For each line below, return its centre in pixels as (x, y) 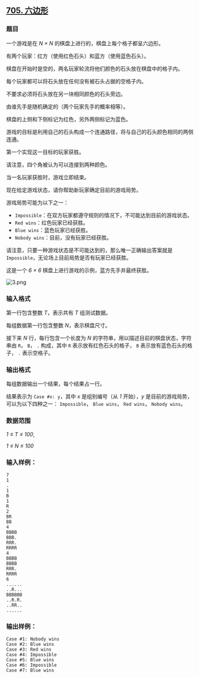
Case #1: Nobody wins (33, 639)
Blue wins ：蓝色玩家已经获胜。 (53, 230)
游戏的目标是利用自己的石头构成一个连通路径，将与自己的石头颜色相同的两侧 (100, 132)
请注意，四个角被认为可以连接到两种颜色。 (58, 164)
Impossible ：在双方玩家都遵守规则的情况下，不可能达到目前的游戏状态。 (104, 215)
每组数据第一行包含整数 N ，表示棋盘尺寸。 (59, 325)
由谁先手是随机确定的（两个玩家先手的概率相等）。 (67, 107)
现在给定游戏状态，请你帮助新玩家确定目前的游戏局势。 (74, 190)
